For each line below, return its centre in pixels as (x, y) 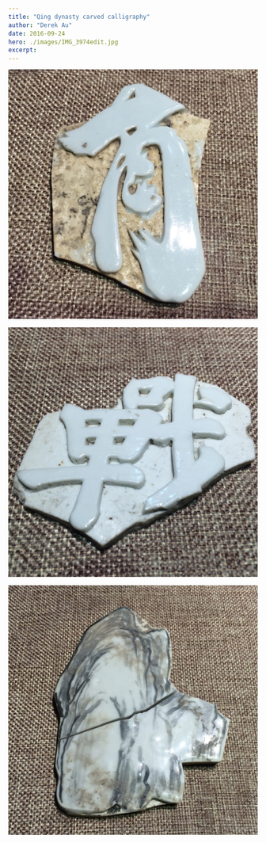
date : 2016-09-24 (37, 33)
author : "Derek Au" (40, 25)
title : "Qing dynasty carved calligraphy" (79, 17)
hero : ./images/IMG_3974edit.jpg (63, 42)
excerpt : (23, 50)
